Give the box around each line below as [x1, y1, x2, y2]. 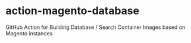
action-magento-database [5, 4, 140, 18]
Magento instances [5, 29, 53, 37]
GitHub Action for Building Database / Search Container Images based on [5, 24, 186, 31]
